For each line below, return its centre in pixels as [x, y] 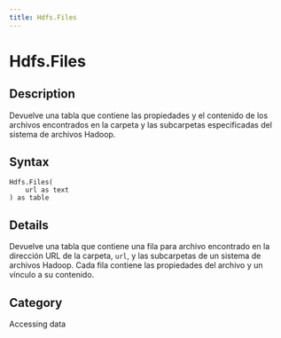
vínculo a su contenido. [52, 275]
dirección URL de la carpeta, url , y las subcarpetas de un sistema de [135, 256]
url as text [47, 190]
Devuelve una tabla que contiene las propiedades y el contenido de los [139, 115]
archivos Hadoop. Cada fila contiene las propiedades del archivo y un [136, 265]
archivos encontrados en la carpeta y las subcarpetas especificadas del [141, 124]
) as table [29, 198]
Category [36, 303]
